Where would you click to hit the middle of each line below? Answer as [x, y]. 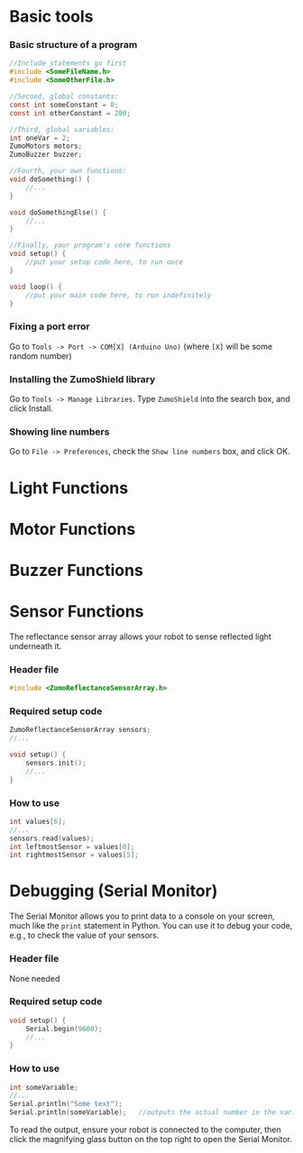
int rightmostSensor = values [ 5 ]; [74, 855]
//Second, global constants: [64, 96]
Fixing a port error [50, 326]
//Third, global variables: [62, 129]
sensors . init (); [56, 763]
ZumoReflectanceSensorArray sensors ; [80, 730]
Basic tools [51, 17]
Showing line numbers [60, 432]
